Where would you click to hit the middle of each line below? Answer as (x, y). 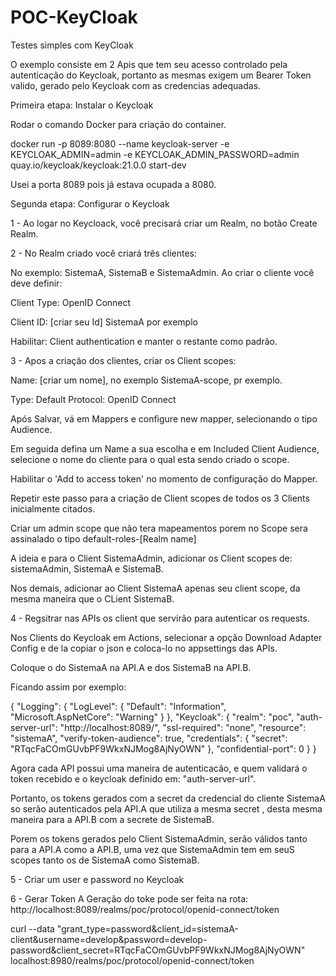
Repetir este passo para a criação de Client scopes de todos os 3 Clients (160, 498)
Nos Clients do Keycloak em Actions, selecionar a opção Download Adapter (166, 637)
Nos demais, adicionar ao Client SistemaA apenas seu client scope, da (155, 588)
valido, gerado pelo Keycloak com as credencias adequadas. (136, 85)
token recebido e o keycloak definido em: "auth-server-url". (133, 778)
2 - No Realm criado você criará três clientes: (104, 253)
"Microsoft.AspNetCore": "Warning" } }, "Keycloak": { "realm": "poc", (152, 717)
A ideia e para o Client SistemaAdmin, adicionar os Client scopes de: (151, 558)
